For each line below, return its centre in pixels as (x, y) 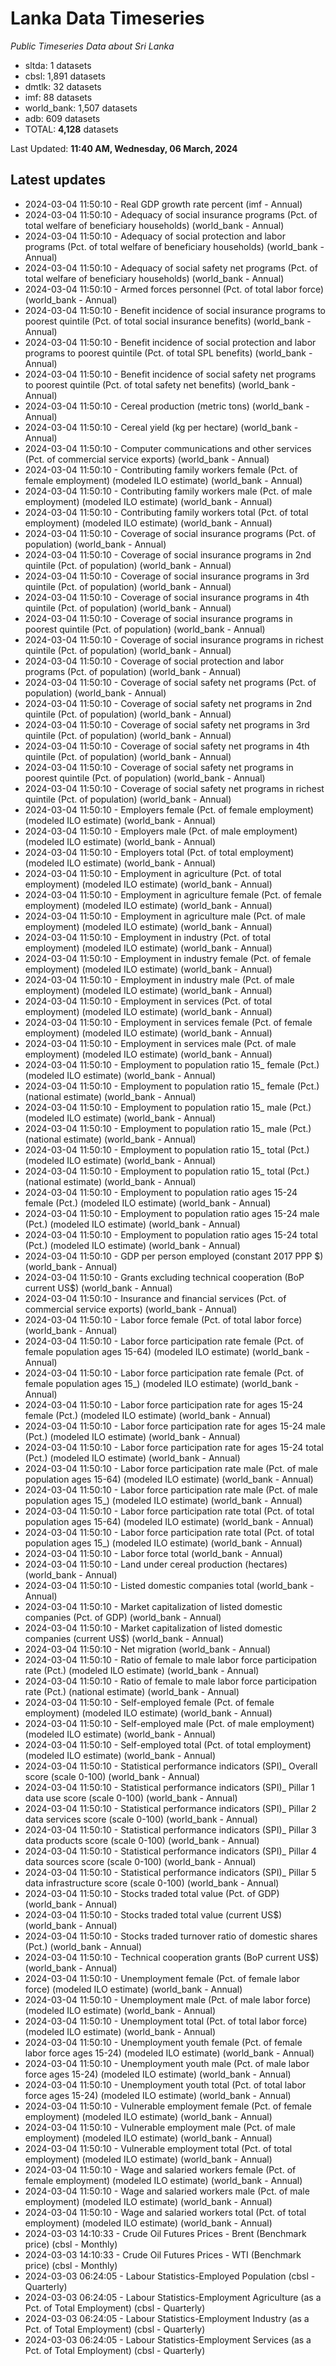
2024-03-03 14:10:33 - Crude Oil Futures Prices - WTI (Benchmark (163, 2254)
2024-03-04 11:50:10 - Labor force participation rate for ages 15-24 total (174, 1447)
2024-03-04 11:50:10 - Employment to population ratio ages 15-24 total (171, 1234)
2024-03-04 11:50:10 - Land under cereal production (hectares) (156, 1564)
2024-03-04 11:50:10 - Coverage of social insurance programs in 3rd (167, 576)
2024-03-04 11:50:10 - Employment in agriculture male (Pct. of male (165, 916)
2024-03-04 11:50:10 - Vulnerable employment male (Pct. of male (160, 2127)
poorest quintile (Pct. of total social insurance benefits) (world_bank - (168, 321)
